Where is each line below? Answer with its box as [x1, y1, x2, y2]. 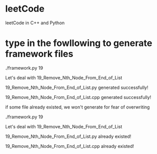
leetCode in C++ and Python [5, 20, 65, 26]
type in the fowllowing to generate [5, 37, 152, 49]
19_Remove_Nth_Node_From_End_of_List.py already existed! [5, 133, 132, 139]
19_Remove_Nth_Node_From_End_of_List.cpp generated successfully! [5, 94, 151, 100]
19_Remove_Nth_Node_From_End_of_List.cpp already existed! [5, 143, 134, 149]
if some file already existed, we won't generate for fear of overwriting [5, 104, 150, 110]
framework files [5, 48, 73, 60]
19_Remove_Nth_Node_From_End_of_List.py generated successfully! [5, 84, 148, 90]
